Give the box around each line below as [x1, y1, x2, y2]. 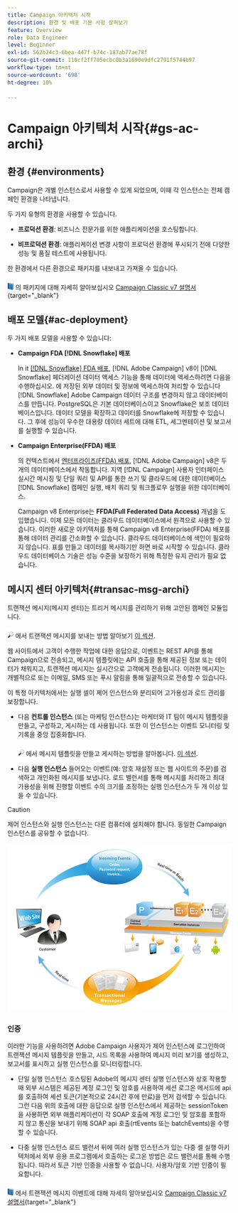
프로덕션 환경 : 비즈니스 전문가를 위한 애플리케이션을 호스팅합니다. [17, 225, 198, 234]
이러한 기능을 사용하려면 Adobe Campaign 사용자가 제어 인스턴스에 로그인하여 [7, 1042, 225, 1050]
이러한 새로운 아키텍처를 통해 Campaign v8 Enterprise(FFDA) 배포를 [38, 525, 231, 533]
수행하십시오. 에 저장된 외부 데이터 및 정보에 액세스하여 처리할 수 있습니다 [17, 382, 221, 390]
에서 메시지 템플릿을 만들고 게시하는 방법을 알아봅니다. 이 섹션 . [26, 749, 199, 757]
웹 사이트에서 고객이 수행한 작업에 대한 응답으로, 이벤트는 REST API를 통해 [7, 647, 213, 655]
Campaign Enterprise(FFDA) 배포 [17, 442, 117, 450]
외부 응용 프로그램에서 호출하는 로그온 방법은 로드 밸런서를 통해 [42, 1152, 217, 1160]
